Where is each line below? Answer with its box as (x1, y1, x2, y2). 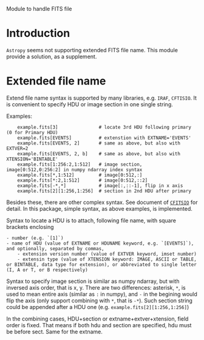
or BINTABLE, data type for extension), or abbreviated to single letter (6, 261, 197, 268)
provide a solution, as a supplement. (6, 53, 97, 60)
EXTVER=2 (6, 145, 29, 151)
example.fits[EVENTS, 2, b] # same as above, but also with (17, 151, 181, 157)
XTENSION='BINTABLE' (6, 156, 59, 162)
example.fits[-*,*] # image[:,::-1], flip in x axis (17, 182, 183, 189)
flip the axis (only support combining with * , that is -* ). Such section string (6, 297, 193, 304)
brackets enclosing (6, 223, 54, 230)
